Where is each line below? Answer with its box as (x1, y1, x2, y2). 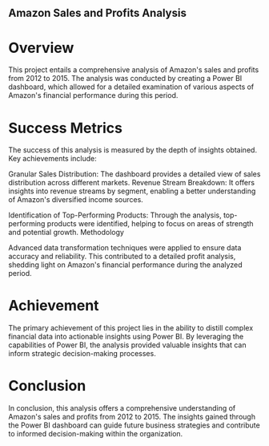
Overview (8, 39, 74, 57)
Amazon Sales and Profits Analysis (8, 6, 187, 20)
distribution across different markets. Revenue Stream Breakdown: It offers (8, 178, 255, 188)
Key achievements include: (8, 154, 98, 164)
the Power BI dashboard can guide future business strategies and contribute (8, 420, 260, 430)
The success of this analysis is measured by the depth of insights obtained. (8, 145, 258, 155)
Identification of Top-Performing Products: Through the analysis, (8, 210, 222, 220)
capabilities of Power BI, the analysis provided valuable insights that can (8, 340, 247, 350)
